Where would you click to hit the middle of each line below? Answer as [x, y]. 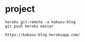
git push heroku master [29, 26]
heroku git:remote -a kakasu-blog [41, 22]
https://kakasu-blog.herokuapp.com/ [42, 35]
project [20, 9]
